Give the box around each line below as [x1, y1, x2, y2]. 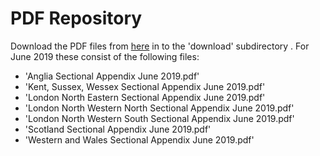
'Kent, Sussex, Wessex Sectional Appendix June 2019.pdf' [24, 80, 266, 92]
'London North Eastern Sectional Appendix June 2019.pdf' [24, 91, 266, 103]
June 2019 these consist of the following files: [10, 50, 200, 62]
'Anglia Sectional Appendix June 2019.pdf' [24, 70, 200, 82]
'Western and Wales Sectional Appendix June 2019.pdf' [24, 133, 255, 146]
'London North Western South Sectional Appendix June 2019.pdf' [24, 112, 295, 124]
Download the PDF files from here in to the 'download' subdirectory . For [10, 40, 310, 52]
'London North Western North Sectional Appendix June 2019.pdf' [24, 102, 295, 114]
